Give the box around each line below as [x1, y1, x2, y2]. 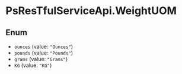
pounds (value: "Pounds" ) [14, 49, 74, 56]
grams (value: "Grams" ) [14, 56, 68, 62]
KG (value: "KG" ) [14, 62, 52, 69]
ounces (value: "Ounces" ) [14, 43, 74, 50]
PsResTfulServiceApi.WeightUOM [5, 4, 177, 18]
